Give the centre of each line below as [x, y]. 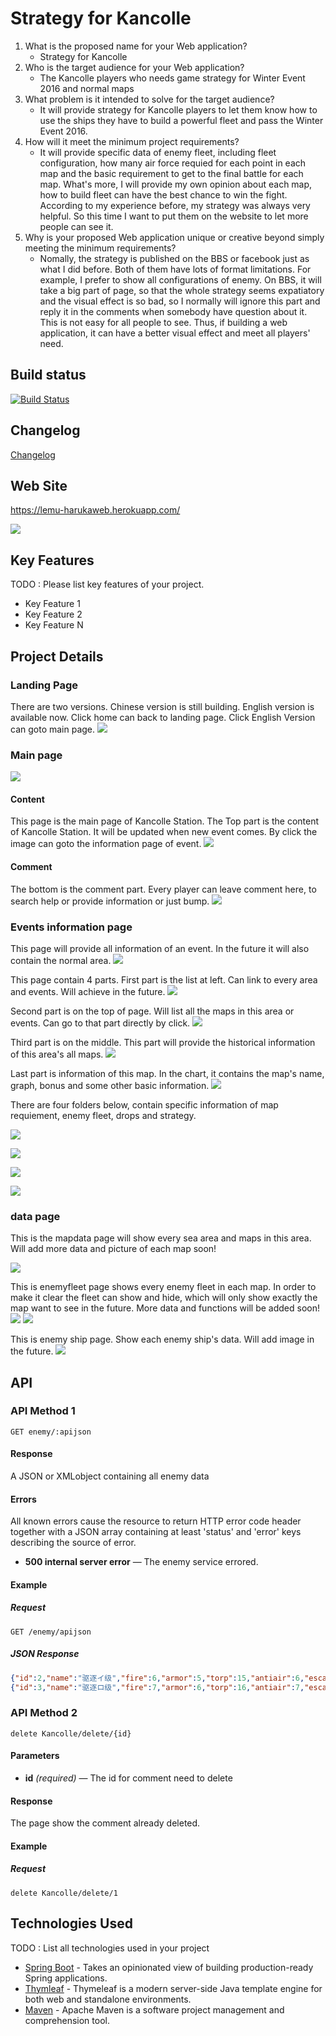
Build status [48, 375]
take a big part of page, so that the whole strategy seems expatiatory [182, 290]
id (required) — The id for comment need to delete [128, 1778]
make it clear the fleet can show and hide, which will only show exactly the [164, 1298]
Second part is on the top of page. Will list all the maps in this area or [152, 1011]
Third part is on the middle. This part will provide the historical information [163, 1042]
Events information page [71, 927]
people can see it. [76, 226]
